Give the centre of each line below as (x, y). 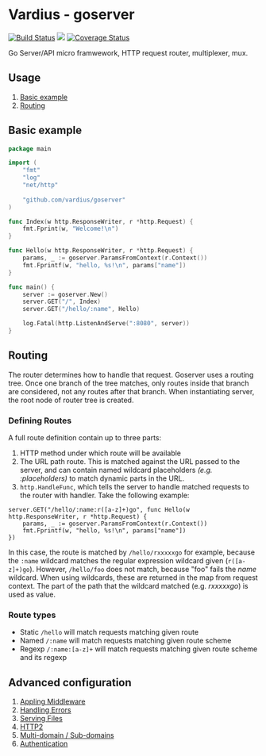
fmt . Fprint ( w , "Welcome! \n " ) (71, 229)
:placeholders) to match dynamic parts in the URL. (102, 478)
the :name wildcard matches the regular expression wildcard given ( (118, 561)
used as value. (32, 595)
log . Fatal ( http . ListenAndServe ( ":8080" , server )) (106, 324)
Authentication (44, 744)
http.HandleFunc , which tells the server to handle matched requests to (135, 487)
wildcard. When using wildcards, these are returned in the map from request (133, 578)
